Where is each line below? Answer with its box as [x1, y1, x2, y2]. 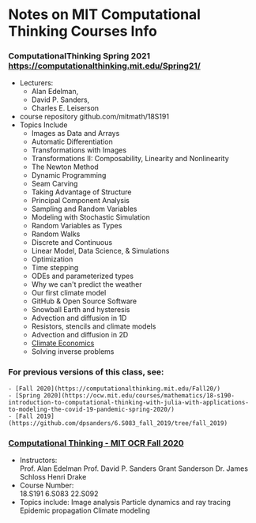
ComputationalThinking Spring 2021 [8, 51, 151, 62]
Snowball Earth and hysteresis [31, 305, 130, 314]
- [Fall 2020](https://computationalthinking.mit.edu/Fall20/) [8, 385, 221, 393]
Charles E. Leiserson [31, 103, 100, 113]
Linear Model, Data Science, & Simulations [31, 246, 170, 256]
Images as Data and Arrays [31, 129, 120, 138]
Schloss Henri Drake [19, 472, 87, 482]
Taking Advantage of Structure [31, 187, 132, 197]
